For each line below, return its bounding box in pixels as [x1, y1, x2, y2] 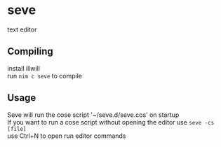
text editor [7, 25, 37, 34]
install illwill [7, 64, 41, 72]
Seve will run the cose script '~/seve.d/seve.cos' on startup [7, 111, 180, 119]
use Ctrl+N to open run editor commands [7, 132, 126, 140]
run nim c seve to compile [7, 71, 83, 80]
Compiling [7, 45, 54, 57]
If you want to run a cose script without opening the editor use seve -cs [7, 118, 215, 126]
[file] [7, 125, 27, 132]
